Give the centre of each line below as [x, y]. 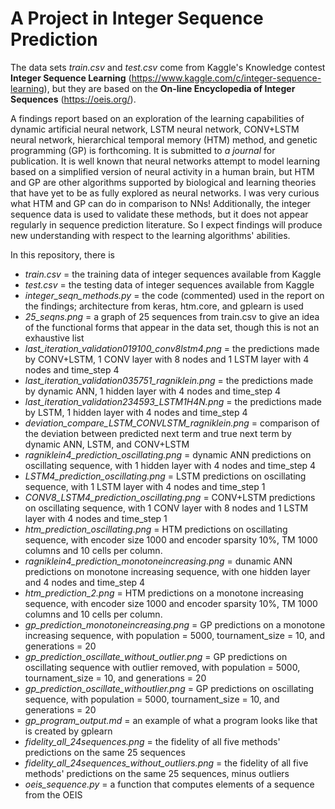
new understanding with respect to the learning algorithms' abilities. [150, 235]
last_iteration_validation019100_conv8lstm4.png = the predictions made [172, 348]
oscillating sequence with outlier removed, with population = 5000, [162, 667]
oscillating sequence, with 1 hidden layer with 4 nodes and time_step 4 [170, 465]
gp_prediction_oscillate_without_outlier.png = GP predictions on [156, 656]
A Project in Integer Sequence [137, 18]
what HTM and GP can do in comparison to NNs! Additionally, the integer [161, 203]
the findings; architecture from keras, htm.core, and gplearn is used [164, 306]
